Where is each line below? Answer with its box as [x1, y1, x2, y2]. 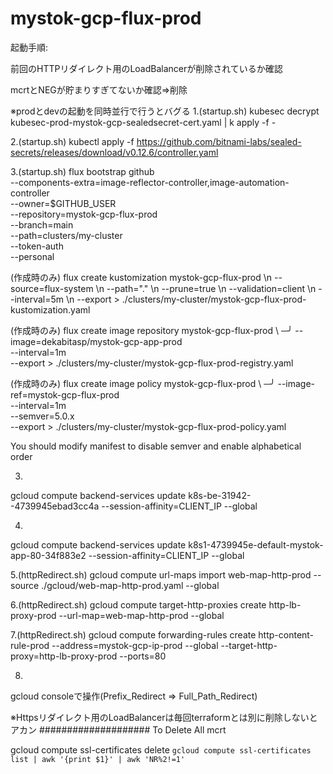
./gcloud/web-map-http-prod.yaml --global [41, 579, 220, 591]
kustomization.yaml [10, 303, 91, 316]
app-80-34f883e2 [10, 549, 87, 561]
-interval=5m [10, 293, 65, 305]
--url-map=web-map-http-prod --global [58, 609, 225, 621]
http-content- [258, 628, 315, 641]
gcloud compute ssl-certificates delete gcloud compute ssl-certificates [10, 743, 312, 756]
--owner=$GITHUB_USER [10, 197, 117, 209]
